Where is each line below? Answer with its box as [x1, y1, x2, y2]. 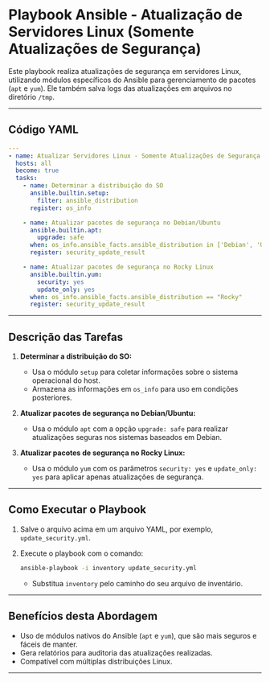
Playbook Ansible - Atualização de [8, 6, 243, 24]
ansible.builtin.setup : [29, 189, 110, 197]
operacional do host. [31, 376, 100, 385]
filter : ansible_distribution [37, 196, 138, 204]
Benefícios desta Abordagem [8, 610, 158, 623]
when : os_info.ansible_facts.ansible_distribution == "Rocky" [29, 293, 243, 301]
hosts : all [15, 159, 52, 167]
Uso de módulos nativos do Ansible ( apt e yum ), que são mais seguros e [19, 631, 257, 640]
